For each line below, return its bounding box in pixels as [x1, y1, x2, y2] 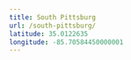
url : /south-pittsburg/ [9, 21, 97, 30]
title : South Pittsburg [9, 12, 97, 22]
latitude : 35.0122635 [9, 29, 89, 38]
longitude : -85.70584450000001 [9, 37, 124, 47]
